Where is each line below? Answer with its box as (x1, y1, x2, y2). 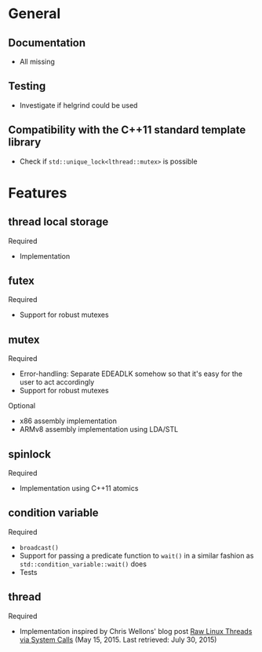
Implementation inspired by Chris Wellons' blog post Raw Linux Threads (19, 626, 253, 635)
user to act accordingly (19, 378, 95, 387)
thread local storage (8, 215, 109, 229)
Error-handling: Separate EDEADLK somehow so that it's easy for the (19, 369, 243, 378)
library (8, 135, 42, 149)
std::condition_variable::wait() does (19, 559, 147, 569)
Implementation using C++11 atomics (19, 484, 139, 493)
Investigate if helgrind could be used (19, 100, 138, 110)
